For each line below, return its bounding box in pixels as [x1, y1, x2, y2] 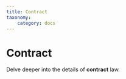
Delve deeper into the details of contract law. [6, 66, 120, 73]
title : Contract [6, 8, 47, 15]
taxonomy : [6, 14, 32, 21]
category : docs [17, 20, 56, 26]
